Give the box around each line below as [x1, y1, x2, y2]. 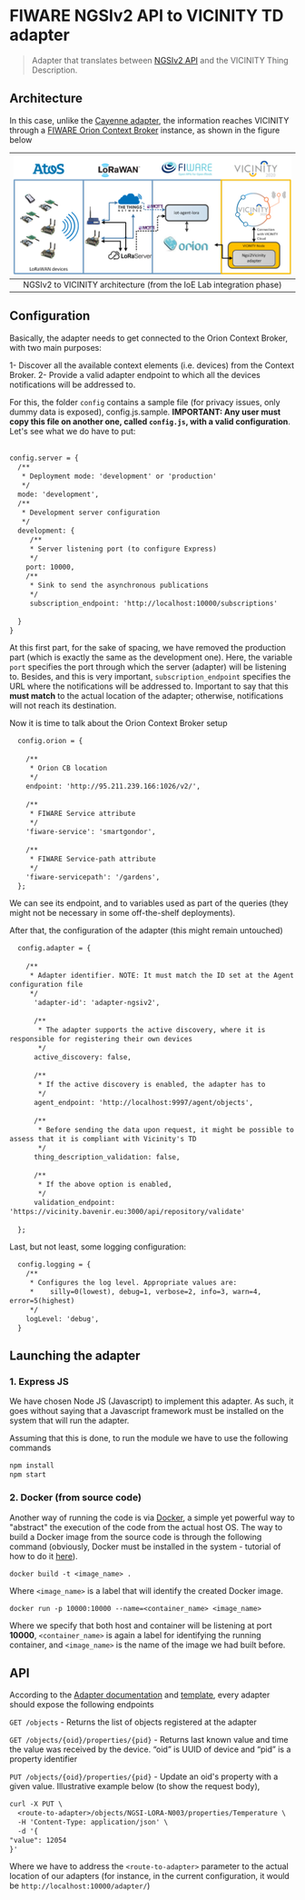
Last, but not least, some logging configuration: [9, 1241, 186, 1252]
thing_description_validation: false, [33, 1152, 181, 1161]
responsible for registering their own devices [9, 1034, 193, 1043]
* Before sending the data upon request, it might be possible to [37, 1125, 295, 1134]
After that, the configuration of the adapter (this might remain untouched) [9, 924, 283, 936]
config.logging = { [17, 1259, 92, 1268]
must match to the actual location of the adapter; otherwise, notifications [9, 690, 284, 701]
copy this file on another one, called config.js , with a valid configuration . [9, 415, 290, 427]
